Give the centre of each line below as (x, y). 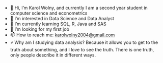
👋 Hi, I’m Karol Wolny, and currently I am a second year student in (79, 8)
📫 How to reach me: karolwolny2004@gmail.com (62, 35)
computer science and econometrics (49, 13)
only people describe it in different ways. (53, 55)
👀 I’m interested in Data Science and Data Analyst (62, 18)
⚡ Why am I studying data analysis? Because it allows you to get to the (84, 42)
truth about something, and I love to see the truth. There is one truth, (82, 50)
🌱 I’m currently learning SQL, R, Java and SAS (58, 24)
